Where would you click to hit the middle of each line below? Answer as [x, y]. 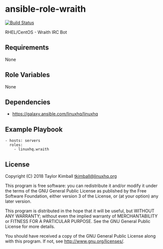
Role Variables [27, 75]
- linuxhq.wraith [32, 149]
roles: [16, 145]
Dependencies [28, 102]
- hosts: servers [23, 141]
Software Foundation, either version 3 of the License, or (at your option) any [82, 196]
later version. [18, 201]
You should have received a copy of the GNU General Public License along [80, 236]
